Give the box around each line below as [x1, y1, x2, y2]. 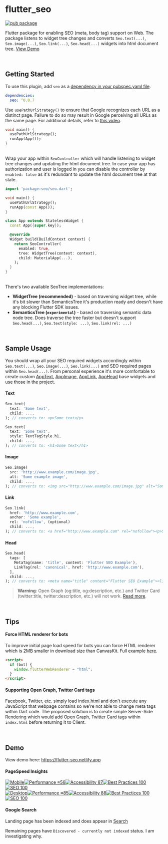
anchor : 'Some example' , [9, 515, 61, 520]
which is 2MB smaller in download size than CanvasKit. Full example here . [5, 648, 157, 654]
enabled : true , [18, 246, 50, 251]
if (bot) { [9, 662, 32, 667]
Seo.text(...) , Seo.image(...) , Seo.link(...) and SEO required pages [5, 363, 151, 369]
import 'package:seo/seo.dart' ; [5, 186, 72, 191]
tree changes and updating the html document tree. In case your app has [5, 161, 156, 166]
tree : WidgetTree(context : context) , [18, 250, 97, 256]
